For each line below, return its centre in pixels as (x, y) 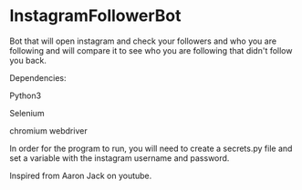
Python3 (26, 95)
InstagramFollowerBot (95, 16)
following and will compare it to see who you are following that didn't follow (151, 50)
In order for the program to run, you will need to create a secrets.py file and (151, 148)
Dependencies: (38, 77)
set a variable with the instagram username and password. (120, 158)
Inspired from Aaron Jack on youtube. (81, 175)
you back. (28, 60)
